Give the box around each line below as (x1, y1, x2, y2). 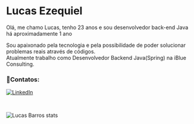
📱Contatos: (6, 75, 40, 84)
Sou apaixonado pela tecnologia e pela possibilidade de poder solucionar (6, 42, 186, 49)
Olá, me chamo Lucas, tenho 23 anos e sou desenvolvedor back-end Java (6, 24, 189, 31)
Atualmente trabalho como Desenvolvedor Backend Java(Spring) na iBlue (6, 54, 186, 61)
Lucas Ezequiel (6, 4, 83, 18)
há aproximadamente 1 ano (6, 30, 73, 37)
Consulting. (6, 61, 35, 68)
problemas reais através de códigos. (6, 47, 96, 55)
